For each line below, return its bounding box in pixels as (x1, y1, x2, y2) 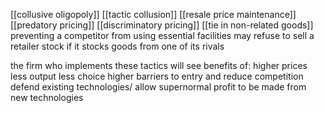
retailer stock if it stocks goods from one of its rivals (10, 40, 225, 52)
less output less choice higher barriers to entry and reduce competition (10, 70, 304, 82)
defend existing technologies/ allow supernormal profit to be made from (10, 81, 307, 93)
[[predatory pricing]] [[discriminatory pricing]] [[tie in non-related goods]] (10, 19, 314, 31)
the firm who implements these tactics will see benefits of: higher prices (10, 60, 308, 71)
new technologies (10, 92, 84, 103)
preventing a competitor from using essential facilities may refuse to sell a (10, 30, 315, 41)
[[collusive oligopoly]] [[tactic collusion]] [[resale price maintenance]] (10, 9, 297, 20)
